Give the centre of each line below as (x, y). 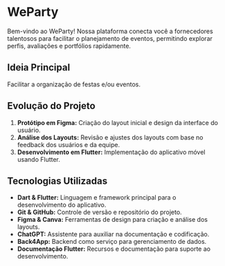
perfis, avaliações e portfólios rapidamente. (69, 46)
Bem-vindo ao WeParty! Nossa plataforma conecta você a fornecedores (110, 31)
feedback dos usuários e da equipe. (68, 144)
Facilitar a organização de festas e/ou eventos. (74, 84)
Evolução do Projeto (51, 106)
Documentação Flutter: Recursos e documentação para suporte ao (114, 249)
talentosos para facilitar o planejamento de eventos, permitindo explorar (110, 38)
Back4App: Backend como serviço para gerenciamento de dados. (112, 242)
